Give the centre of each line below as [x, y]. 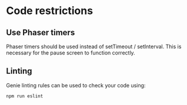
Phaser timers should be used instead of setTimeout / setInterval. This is [94, 46]
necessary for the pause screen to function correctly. [71, 53]
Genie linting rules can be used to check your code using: [76, 85]
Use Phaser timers [41, 33]
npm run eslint [25, 96]
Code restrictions [49, 11]
